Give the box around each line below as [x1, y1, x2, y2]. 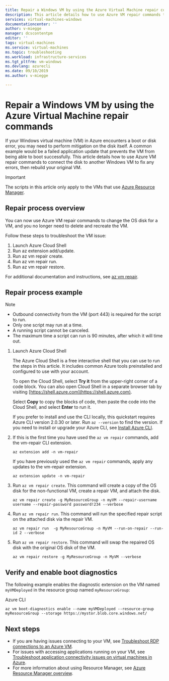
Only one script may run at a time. [12, 322, 83, 328]
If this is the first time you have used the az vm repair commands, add [12, 434, 158, 441]
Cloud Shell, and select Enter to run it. [12, 404, 92, 410]
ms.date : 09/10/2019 [5, 69, 49, 74]
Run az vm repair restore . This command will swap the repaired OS [12, 539, 155, 546]
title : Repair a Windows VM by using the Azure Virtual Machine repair [5, 7, 158, 13]
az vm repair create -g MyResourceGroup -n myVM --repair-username [12, 498, 157, 503]
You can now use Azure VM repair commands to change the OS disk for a [5, 217, 158, 223]
